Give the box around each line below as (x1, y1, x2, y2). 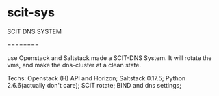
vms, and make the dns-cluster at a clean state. (7, 61, 142, 69)
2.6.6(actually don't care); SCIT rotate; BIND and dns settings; (7, 81, 181, 89)
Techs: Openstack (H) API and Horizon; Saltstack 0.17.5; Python (7, 74, 186, 82)
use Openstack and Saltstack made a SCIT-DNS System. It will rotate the (7, 53, 212, 62)
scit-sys (7, 5, 55, 20)
